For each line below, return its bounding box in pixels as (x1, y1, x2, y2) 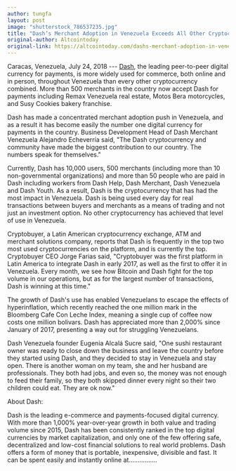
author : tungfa (7, 10, 52, 18)
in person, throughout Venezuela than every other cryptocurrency (7, 77, 198, 85)
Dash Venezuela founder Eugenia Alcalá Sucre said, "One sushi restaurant (7, 339, 223, 347)
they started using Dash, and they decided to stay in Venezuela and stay (7, 354, 216, 362)
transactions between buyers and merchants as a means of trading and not (7, 201, 225, 209)
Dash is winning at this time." (7, 282, 91, 290)
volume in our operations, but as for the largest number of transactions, (7, 274, 214, 283)
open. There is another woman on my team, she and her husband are (7, 361, 208, 369)
